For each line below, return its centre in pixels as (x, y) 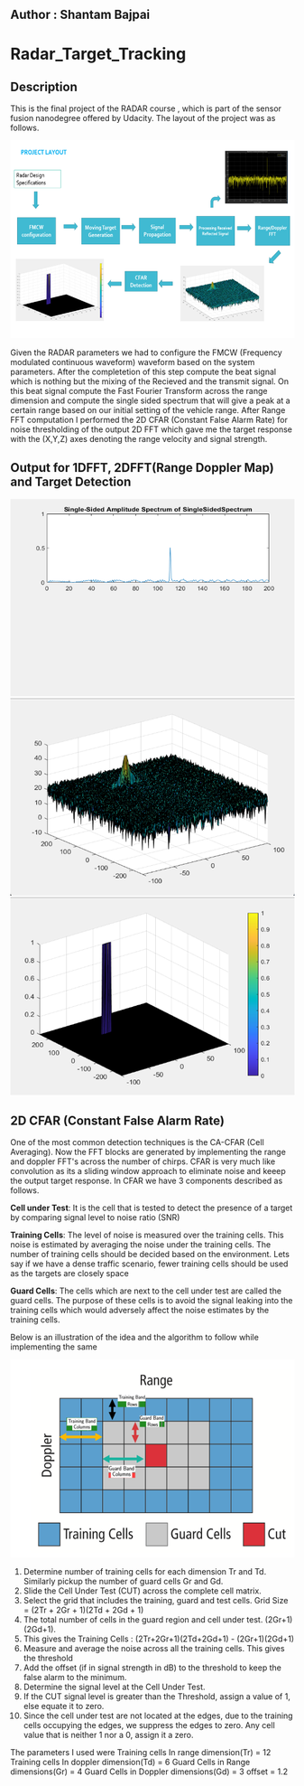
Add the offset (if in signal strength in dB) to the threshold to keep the (152, 1668)
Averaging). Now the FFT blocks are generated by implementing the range (148, 1152)
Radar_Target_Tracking (98, 54)
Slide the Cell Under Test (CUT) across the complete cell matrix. (143, 1591)
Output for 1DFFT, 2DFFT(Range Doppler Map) (142, 468)
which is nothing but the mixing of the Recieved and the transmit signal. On (150, 381)
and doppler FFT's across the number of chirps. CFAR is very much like (143, 1161)
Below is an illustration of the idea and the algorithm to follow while (135, 1338)
